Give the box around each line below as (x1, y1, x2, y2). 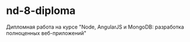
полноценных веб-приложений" (6, 29, 87, 36)
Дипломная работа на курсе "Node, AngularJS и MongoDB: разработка (6, 23, 185, 30)
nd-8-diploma (6, 4, 76, 17)
